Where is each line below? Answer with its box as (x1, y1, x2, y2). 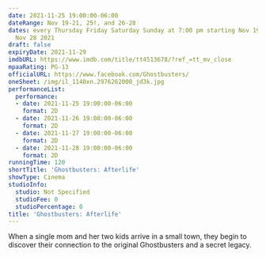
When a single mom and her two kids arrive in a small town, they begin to (8, 232, 247, 241)
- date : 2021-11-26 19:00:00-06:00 (15, 115, 133, 123)
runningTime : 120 (8, 159, 66, 167)
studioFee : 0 (15, 195, 59, 203)
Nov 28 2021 (15, 33, 55, 42)
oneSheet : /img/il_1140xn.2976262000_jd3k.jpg (8, 77, 165, 85)
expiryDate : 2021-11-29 (8, 48, 87, 56)
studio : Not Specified (15, 187, 90, 196)
